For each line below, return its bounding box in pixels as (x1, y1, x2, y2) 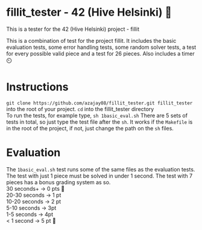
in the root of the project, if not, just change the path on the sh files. (6, 124, 174, 132)
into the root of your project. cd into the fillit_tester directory (6, 105, 154, 112)
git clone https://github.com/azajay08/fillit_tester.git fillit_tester (6, 100, 193, 106)
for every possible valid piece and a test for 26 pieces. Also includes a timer (6, 50, 195, 57)
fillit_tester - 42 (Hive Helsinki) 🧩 (6, 5, 172, 19)
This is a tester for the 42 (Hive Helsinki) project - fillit (6, 25, 140, 33)
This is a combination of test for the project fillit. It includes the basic (6, 37, 177, 44)
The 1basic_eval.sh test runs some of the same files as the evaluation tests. (6, 165, 195, 173)
